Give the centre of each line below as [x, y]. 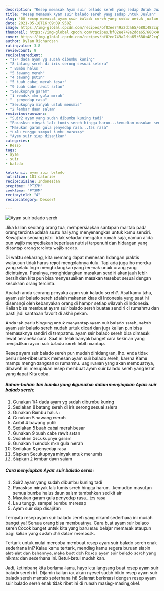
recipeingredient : [24, 55]
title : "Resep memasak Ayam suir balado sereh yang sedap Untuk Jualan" [81, 14]
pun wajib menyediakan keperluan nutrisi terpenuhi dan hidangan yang [77, 243]
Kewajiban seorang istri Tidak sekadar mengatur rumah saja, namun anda [79, 237]
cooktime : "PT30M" [24, 191]
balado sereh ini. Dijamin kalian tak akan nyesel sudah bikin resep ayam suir [82, 573]
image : [12, 28]
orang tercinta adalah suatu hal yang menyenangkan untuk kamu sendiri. [78, 232]
